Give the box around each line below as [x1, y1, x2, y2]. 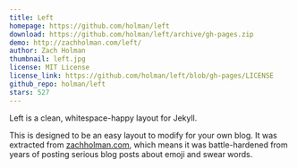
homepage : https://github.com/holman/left [9, 21, 170, 30]
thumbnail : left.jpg [9, 55, 87, 63]
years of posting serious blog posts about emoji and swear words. [9, 148, 253, 159]
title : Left [9, 13, 54, 22]
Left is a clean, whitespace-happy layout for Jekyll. [9, 113, 198, 123]
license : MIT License [9, 63, 90, 72]
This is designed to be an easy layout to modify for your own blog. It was [9, 130, 277, 140]
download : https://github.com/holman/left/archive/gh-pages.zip [9, 29, 254, 38]
